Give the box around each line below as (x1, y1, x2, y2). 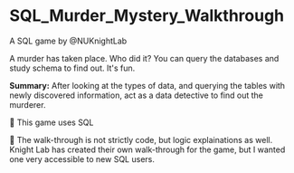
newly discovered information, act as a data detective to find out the (9, 90, 264, 101)
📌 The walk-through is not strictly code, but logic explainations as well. (9, 134, 273, 145)
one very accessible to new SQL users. (9, 153, 156, 164)
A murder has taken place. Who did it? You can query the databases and (9, 53, 280, 63)
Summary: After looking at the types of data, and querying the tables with (9, 80, 286, 91)
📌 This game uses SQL (9, 117, 94, 128)
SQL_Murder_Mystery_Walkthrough (9, 5, 285, 26)
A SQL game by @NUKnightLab (9, 35, 128, 46)
